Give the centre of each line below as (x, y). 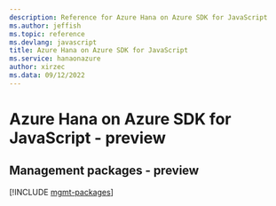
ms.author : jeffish (45, 26)
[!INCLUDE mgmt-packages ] (61, 192)
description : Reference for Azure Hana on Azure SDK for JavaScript (138, 17)
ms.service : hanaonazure (55, 59)
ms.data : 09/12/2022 (47, 75)
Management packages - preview (104, 171)
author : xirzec (37, 67)
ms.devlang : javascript (53, 42)
